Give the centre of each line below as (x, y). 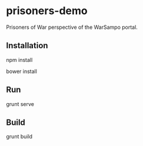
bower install (21, 71)
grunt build (19, 137)
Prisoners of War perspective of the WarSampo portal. (72, 27)
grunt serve (20, 104)
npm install (19, 59)
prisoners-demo (47, 11)
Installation (27, 46)
